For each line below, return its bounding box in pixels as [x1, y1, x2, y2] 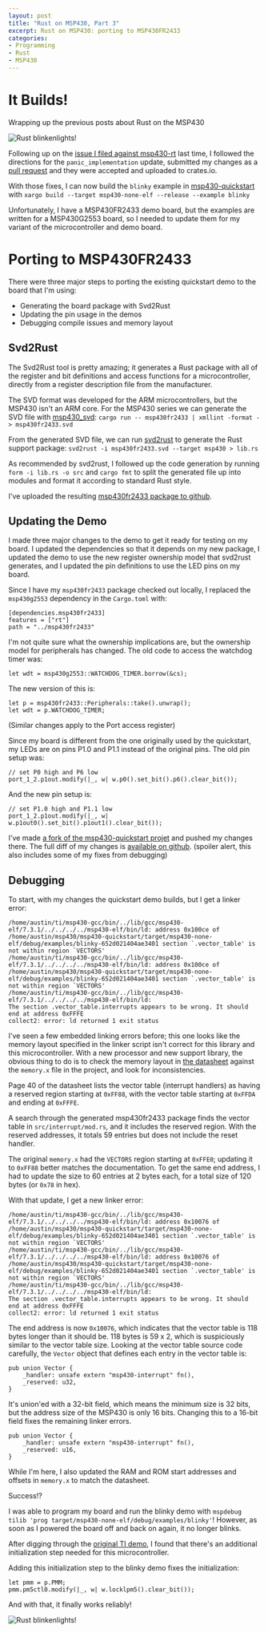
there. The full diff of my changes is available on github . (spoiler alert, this [8, 842, 252, 851]
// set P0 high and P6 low [8, 769, 98, 777]
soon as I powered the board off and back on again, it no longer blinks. [8, 1524, 242, 1534]
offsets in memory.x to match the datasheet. [8, 1476, 150, 1485]
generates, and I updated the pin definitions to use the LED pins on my [8, 561, 241, 571]
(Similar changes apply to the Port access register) [8, 721, 176, 730]
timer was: [8, 654, 43, 664]
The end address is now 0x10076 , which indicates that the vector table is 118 [8, 1324, 258, 1333]
